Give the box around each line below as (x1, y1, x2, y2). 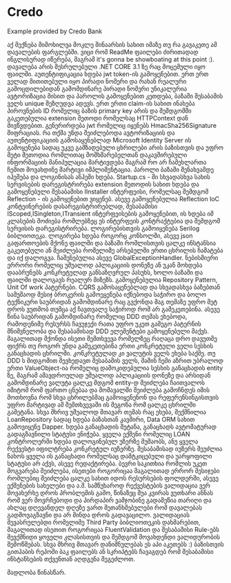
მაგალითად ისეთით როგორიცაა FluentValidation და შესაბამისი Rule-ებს (7, 525, 219, 533)
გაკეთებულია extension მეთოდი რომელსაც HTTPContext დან (7, 113, 188, 122)
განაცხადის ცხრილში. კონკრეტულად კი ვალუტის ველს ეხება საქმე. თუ (7, 349, 216, 357)
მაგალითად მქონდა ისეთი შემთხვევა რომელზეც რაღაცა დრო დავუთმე (7, 334, 217, 342)
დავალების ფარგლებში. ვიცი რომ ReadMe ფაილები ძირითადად (7, 48, 199, 56)
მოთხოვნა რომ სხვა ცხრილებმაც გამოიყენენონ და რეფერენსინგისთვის (7, 393, 219, 401)
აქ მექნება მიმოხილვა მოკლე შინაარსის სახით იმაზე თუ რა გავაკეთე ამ (7, 40, 217, 48)
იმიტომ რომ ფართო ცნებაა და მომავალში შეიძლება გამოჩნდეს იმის (7, 385, 210, 394)
